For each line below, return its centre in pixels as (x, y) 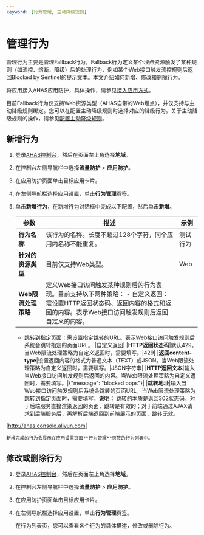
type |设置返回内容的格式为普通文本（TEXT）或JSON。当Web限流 (107, 361)
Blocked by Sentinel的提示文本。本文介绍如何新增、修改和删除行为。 (97, 77)
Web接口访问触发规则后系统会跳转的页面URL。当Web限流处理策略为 (110, 391)
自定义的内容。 (67, 322)
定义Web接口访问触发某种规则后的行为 (101, 285)
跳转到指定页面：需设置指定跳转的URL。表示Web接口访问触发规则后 (110, 337)
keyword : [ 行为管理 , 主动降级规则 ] (47, 12)
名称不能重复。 (80, 244)
